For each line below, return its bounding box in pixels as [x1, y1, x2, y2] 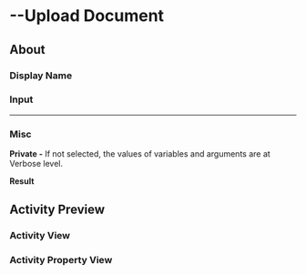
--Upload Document [9, 5, 165, 26]
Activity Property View [9, 254, 113, 267]
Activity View [9, 229, 71, 242]
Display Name [9, 69, 73, 82]
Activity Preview [9, 202, 106, 218]
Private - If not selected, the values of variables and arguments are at [9, 148, 270, 159]
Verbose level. [9, 158, 64, 169]
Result [9, 176, 35, 187]
